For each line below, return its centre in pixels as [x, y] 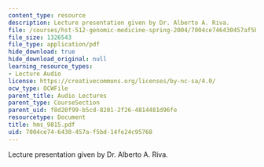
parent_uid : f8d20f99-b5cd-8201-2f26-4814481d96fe [93, 111]
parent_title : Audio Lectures [58, 96]
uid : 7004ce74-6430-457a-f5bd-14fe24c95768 [81, 132]
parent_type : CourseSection [54, 103]
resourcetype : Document [47, 118]
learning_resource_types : [50, 67]
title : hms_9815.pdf [42, 125]
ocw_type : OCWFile [38, 88]
